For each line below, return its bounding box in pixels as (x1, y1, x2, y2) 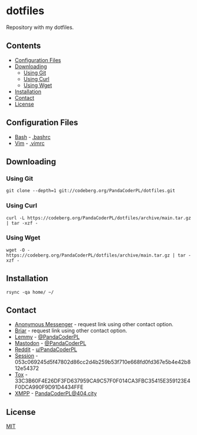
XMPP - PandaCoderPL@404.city (14, 390, 97, 397)
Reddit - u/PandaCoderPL (14, 346, 78, 353)
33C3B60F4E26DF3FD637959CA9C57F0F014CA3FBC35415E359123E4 (14, 377, 191, 385)
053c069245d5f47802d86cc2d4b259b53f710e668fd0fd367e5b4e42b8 (14, 359, 191, 366)
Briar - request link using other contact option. (14, 327, 127, 335)
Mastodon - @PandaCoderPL (14, 340, 87, 347)
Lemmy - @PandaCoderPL (14, 333, 80, 340)
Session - (14, 352, 38, 359)
